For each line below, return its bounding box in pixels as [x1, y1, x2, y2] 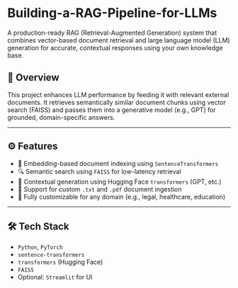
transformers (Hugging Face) [17, 257, 103, 267]
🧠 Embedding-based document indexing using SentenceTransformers [17, 159, 219, 167]
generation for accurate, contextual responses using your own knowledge [7, 43, 223, 52]
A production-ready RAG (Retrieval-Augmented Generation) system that [7, 28, 217, 37]
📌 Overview [7, 72, 59, 84]
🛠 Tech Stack [7, 220, 69, 232]
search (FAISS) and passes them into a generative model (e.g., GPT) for [7, 105, 216, 114]
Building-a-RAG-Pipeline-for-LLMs [7, 5, 217, 21]
